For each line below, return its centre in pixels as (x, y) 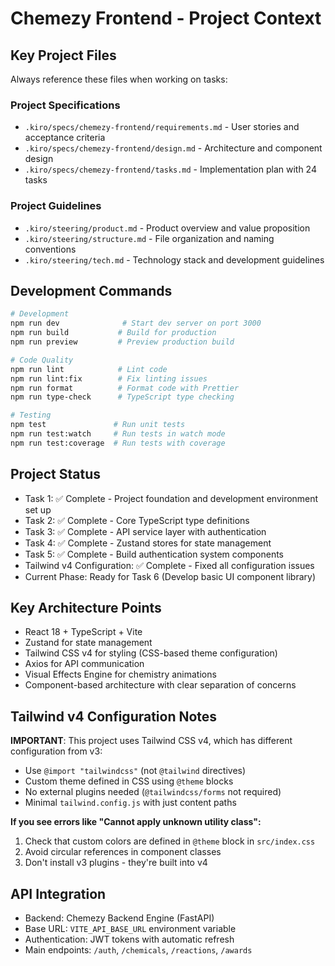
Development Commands (91, 290)
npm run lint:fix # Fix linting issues (109, 378)
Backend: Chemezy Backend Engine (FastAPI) (119, 918)
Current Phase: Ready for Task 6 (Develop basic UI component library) (170, 576)
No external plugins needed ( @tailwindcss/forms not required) (153, 792)
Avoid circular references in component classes (123, 852)
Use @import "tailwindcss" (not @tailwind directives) (135, 771)
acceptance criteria (65, 138)
